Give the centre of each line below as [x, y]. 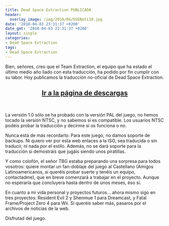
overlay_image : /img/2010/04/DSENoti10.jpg [56, 19]
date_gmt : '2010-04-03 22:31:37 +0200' [47, 29]
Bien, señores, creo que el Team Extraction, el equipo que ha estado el [79, 67]
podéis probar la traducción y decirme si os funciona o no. [66, 126]
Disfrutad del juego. [26, 218]
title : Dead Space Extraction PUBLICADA [48, 10]
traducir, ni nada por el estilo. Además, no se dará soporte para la [73, 146]
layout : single [21, 33]
